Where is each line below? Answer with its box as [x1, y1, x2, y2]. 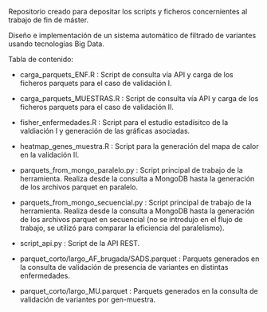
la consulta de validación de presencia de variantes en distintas [19, 263, 229, 271]
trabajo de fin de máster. [8, 15, 89, 25]
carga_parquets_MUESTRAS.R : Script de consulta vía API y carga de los [19, 94, 259, 103]
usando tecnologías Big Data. [8, 39, 105, 49]
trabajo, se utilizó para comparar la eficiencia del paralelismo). [19, 223, 225, 232]
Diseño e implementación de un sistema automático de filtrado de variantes [8, 31, 257, 40]
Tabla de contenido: [8, 55, 74, 64]
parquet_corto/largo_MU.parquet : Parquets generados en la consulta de [19, 287, 258, 295]
